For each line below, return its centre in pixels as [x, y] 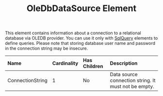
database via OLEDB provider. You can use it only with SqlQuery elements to [81, 38]
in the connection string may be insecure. [47, 48]
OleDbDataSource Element [81, 8]
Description [124, 63]
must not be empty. [132, 86]
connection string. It [133, 81]
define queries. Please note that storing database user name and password [80, 43]
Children [93, 67]
